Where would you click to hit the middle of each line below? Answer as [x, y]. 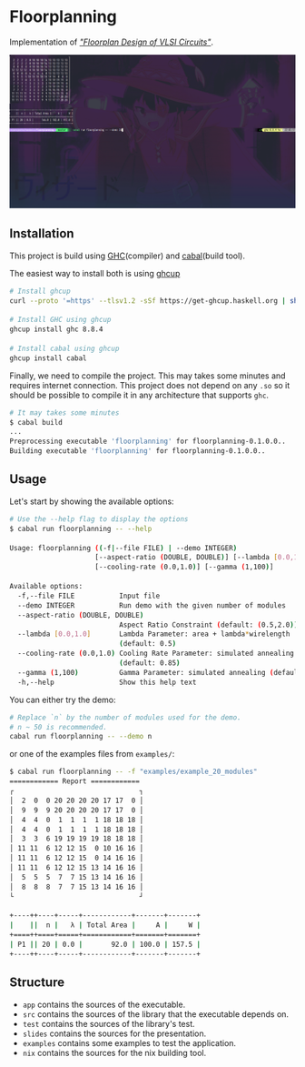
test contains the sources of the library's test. [108, 1023]
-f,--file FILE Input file [89, 596]
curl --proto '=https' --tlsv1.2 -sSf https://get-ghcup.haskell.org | [148, 301]
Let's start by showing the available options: [92, 501]
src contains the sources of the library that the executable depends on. [155, 1014]
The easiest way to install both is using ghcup [95, 273]
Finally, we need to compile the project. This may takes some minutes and [148, 376]
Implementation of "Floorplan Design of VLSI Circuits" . [112, 42]
